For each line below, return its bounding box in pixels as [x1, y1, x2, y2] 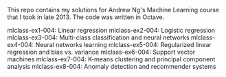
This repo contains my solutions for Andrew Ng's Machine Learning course [7, 6, 220, 14]
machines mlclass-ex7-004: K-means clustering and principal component [7, 55, 216, 63]
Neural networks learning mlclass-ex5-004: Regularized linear [35, 41, 212, 48]
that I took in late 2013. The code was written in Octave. [7, 13, 165, 21]
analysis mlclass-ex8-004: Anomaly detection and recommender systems [7, 63, 216, 70]
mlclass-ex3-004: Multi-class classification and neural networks [7, 33, 190, 42]
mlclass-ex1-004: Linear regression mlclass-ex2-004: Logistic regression [7, 27, 215, 34]
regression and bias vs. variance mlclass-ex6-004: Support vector [7, 48, 196, 56]
